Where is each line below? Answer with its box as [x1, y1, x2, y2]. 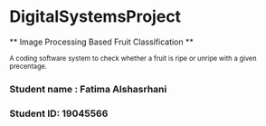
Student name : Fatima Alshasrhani [9, 82, 167, 95]
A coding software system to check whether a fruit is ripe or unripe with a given [9, 53, 257, 63]
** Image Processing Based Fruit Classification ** [9, 36, 195, 47]
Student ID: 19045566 [9, 107, 109, 120]
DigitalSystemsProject [9, 6, 182, 27]
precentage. [9, 62, 48, 71]
